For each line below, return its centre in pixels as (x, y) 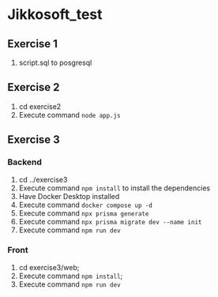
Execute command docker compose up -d (86, 205)
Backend (25, 162)
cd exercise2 (40, 106)
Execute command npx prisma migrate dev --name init (110, 221)
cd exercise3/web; (49, 267)
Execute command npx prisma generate (84, 213)
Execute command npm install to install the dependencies (115, 188)
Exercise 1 (33, 44)
